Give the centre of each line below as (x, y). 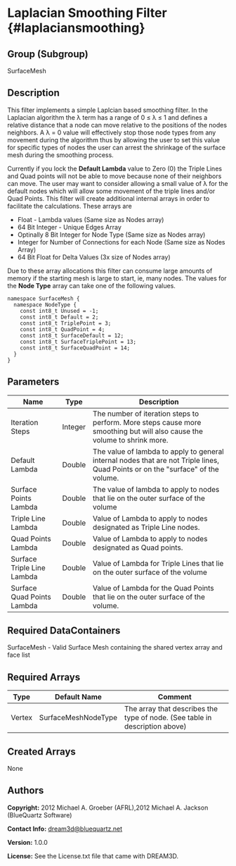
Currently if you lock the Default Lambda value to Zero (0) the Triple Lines (115, 168)
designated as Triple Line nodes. (146, 527)
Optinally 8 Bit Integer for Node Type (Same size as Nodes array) (111, 235)
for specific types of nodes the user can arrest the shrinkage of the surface (117, 147)
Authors (26, 791)
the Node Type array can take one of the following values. (91, 285)
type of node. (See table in (168, 718)
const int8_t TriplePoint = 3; (66, 323)
